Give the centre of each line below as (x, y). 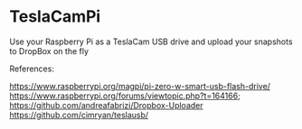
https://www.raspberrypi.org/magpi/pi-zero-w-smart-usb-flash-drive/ (140, 86)
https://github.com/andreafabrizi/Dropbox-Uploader (106, 105)
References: (32, 69)
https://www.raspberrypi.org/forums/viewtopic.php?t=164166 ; (125, 96)
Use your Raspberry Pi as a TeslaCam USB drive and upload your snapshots (151, 41)
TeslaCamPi (55, 17)
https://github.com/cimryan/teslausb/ (79, 115)
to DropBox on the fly (49, 51)
